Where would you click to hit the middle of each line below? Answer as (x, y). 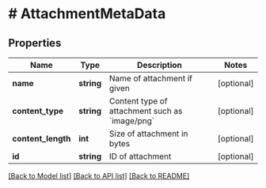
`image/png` (132, 121)
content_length (42, 139)
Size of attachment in (149, 133)
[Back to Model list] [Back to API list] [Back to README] (99, 176)
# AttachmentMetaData (87, 14)
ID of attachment (141, 156)
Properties (35, 43)
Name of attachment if (151, 78)
